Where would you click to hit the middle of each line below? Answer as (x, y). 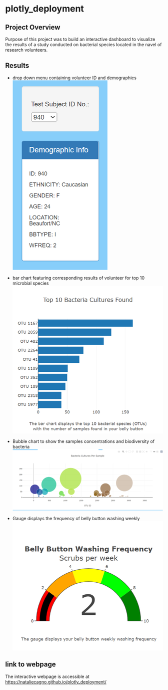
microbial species (30, 283)
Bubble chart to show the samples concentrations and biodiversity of (83, 441)
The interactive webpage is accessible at (47, 676)
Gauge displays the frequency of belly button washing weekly (76, 519)
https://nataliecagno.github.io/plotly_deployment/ (56, 681)
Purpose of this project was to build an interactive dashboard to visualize (80, 39)
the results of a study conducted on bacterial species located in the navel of (83, 45)
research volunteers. (26, 50)
